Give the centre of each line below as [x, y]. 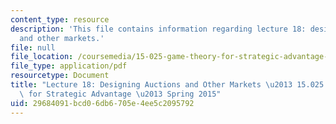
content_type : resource [60, 19]
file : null [33, 47]
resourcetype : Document [60, 76]
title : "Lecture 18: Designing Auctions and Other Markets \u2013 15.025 [167, 85]
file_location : [42, 57]
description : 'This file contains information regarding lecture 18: [158, 29]
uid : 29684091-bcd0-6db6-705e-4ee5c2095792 [102, 103]
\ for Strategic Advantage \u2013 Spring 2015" [120, 94]
